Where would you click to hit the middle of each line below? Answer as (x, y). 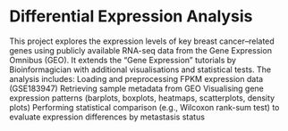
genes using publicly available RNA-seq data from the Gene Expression (141, 50)
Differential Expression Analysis (131, 16)
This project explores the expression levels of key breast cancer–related (142, 41)
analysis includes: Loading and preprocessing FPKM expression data (136, 78)
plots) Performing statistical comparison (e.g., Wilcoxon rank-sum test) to (144, 107)
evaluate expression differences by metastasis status (107, 117)
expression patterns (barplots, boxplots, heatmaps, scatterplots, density (142, 98)
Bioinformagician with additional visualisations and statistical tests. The (140, 70)
